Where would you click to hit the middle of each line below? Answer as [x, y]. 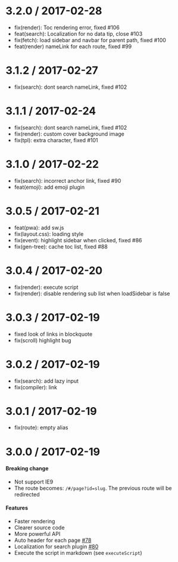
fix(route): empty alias [41, 427]
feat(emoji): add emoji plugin [49, 187]
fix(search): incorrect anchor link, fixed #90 [68, 180]
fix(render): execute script [46, 287]
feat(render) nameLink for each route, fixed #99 [73, 46]
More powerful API [37, 534]
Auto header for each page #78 [53, 541]
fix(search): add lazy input [46, 381]
